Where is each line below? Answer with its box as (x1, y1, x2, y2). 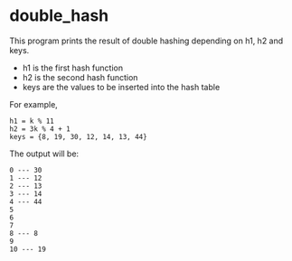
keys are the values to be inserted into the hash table (22, 81, 221, 92)
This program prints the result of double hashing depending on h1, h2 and (9, 35, 284, 46)
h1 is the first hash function (22, 62, 124, 73)
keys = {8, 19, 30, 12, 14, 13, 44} (9, 132, 147, 141)
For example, (9, 98, 59, 109)
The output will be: (9, 148, 80, 159)
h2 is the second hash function (22, 71, 138, 82)
